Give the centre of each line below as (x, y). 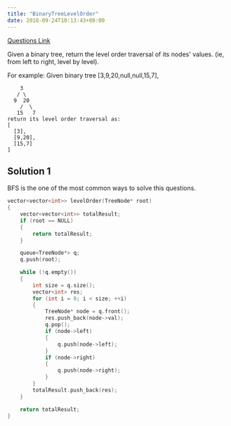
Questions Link (29, 40)
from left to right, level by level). (53, 61)
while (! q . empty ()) (48, 272)
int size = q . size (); (64, 285)
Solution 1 (29, 171)
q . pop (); (58, 325)
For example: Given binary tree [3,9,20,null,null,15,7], (83, 75)
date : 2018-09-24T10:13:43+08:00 (56, 20)
